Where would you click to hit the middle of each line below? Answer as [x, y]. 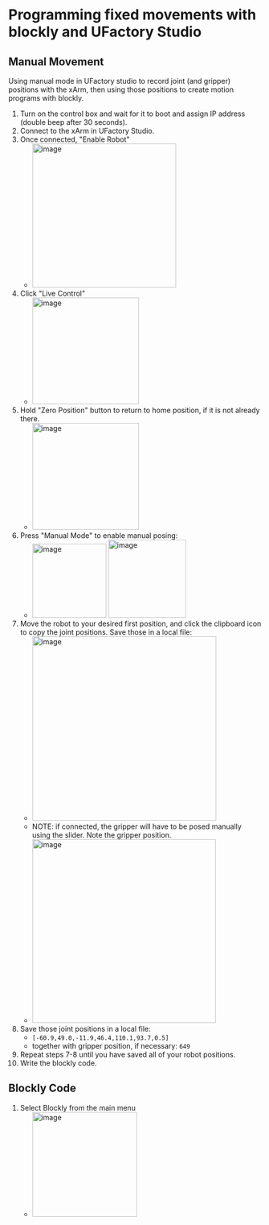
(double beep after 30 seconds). [73, 122]
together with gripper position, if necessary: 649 [111, 1046]
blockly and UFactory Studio [105, 32]
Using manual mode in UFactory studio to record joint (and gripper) [120, 81]
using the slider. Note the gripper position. [102, 835]
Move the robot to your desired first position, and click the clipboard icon [141, 623]
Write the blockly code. [58, 1063]
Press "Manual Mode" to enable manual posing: [99, 536]
